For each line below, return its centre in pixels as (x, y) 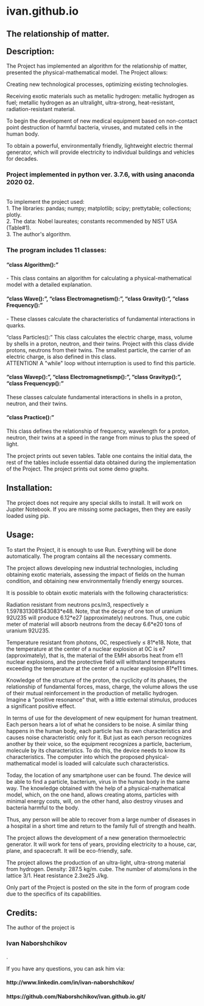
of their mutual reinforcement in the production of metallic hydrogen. (92, 693)
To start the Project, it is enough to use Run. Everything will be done (91, 549)
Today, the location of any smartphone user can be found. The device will (99, 775)
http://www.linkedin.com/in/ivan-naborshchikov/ (70, 982)
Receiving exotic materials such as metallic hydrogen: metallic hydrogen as (100, 96)
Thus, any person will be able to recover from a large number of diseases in (101, 819)
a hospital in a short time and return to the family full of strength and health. (101, 826)
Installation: (30, 488)
